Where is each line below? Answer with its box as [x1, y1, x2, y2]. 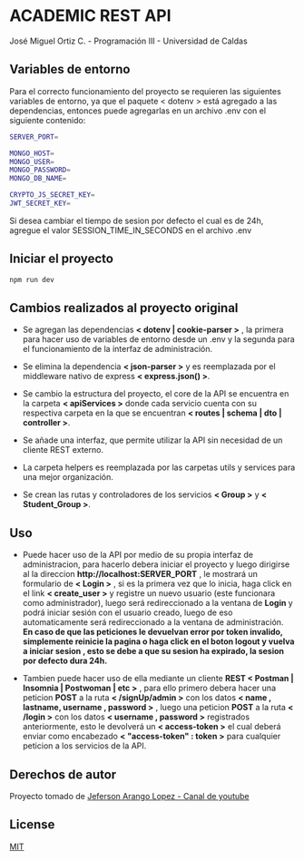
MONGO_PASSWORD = [9, 165, 71, 175]
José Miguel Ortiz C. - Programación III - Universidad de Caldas [9, 35, 248, 46]
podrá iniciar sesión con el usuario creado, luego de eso [22, 607, 233, 618]
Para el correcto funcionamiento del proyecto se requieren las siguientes [9, 85, 281, 96]
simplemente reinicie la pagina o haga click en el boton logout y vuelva [22, 636, 295, 647]
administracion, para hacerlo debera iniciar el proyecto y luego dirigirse [22, 559, 290, 570]
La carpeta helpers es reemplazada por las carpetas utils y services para [22, 462, 296, 473]
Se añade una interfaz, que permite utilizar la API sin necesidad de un [22, 435, 283, 445]
